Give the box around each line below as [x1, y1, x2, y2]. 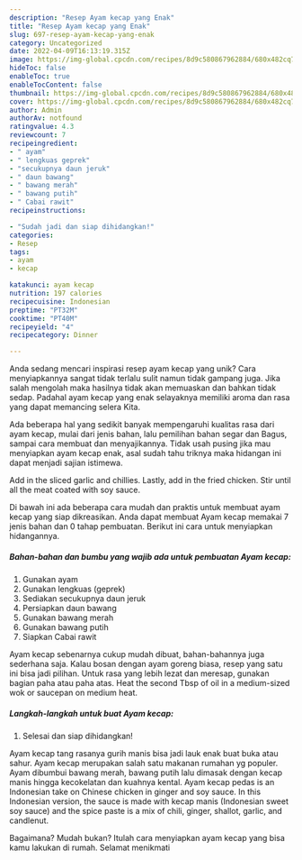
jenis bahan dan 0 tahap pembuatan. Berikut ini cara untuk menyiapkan [9, 521, 273, 532]
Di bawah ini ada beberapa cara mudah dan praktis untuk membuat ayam [9, 502, 280, 513]
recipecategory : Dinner [9, 331, 99, 340]
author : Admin [9, 105, 63, 114]
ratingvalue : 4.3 [9, 123, 75, 132]
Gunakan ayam [22, 574, 78, 585]
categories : [9, 231, 54, 240]
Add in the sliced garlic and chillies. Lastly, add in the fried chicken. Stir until [9, 475, 291, 486]
